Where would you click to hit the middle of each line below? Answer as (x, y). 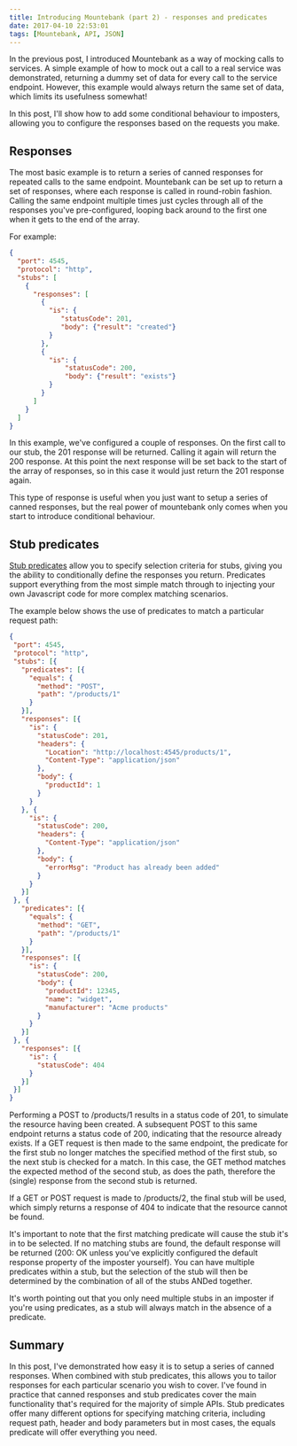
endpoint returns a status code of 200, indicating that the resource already (145, 1134)
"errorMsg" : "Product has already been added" (132, 867)
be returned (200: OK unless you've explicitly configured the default (134, 1253)
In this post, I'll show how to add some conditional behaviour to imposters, (145, 114)
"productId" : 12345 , (83, 991)
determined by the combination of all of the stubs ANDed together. (131, 1281)
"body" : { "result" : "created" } (118, 327)
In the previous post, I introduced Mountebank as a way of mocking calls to (147, 59)
